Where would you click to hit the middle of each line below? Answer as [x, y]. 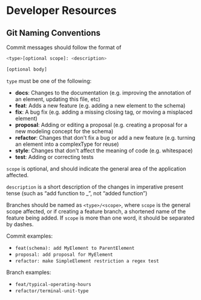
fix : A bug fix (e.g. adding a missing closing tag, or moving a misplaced [104, 112]
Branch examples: [29, 272]
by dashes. [20, 224]
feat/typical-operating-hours [53, 284]
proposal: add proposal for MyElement [64, 255]
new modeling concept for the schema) [64, 131]
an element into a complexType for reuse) [67, 144]
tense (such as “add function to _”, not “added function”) [77, 193]
